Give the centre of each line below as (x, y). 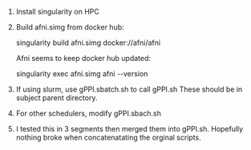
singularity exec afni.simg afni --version (82, 74)
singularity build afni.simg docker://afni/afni (88, 43)
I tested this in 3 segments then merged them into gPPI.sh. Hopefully (130, 129)
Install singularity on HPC (58, 12)
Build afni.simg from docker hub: (70, 27)
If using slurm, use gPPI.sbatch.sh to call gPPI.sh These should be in (129, 89)
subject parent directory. (57, 98)
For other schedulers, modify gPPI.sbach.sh (89, 113)
